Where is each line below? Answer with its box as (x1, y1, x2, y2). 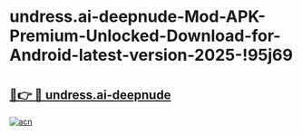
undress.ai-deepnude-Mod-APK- (9, 6, 266, 27)
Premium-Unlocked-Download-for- (9, 25, 281, 46)
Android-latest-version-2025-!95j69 (9, 45, 293, 65)
